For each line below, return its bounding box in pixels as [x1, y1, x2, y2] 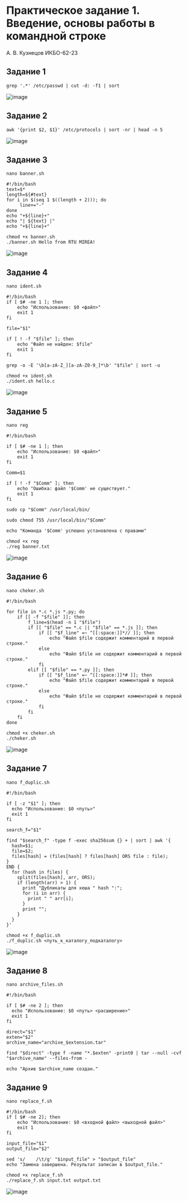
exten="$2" [6, 1035, 34, 1041]
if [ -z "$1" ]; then [6, 800, 61, 807]
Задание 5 [6, 406, 48, 417]
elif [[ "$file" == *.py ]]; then [28, 667, 114, 673]
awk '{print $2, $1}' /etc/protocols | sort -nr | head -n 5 [6, 127, 163, 133]
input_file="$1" [6, 1141, 47, 1147]
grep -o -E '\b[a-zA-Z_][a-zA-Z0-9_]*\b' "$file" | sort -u [6, 362, 161, 368]
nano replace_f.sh [6, 1099, 52, 1105]
